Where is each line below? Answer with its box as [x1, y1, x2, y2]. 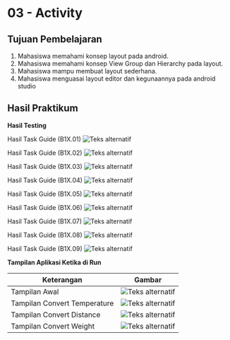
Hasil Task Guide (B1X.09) [7, 244, 83, 252]
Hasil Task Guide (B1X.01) [7, 134, 81, 143]
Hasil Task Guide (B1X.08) [7, 230, 83, 239]
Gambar [133, 274, 162, 284]
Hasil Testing [7, 121, 47, 129]
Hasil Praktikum [7, 102, 79, 115]
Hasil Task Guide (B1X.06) [7, 203, 83, 211]
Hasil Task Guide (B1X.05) [7, 189, 83, 198]
